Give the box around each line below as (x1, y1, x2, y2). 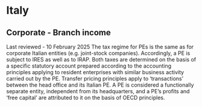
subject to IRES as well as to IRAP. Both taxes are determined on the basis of (6, 56, 197, 63)
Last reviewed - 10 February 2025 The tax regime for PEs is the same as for (6, 43, 194, 50)
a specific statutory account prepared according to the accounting (6, 62, 172, 69)
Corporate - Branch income (6, 27, 111, 38)
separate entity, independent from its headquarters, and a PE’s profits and (6, 88, 190, 94)
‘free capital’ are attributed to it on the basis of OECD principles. (6, 94, 165, 101)
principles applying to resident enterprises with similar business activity (6, 69, 185, 75)
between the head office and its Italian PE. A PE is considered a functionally (6, 81, 194, 88)
